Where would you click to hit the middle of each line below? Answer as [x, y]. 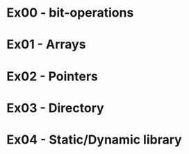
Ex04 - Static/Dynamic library [94, 139]
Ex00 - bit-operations [70, 13]
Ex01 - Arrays [46, 45]
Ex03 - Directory [56, 108]
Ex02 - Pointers [52, 76]
